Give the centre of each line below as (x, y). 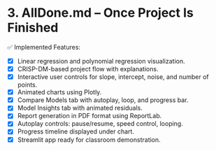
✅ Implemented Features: (44, 47)
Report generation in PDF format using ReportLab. (89, 116)
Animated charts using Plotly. (59, 92)
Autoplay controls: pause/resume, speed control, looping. (100, 124)
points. (27, 85)
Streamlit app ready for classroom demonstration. (89, 139)
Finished (33, 28)
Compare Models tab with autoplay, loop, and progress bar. (103, 100)
